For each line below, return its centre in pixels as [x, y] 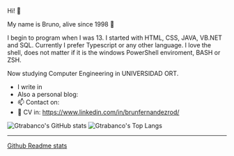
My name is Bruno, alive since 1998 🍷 [61, 24]
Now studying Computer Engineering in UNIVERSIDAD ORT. [93, 73]
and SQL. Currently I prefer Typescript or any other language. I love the [109, 45]
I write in [30, 87]
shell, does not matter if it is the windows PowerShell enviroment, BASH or [114, 53]
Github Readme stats [37, 146]
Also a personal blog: [48, 94]
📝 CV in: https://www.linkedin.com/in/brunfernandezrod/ [98, 112]
